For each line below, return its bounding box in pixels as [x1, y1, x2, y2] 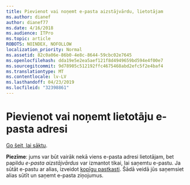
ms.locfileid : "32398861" [6, 85, 69, 91]
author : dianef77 [6, 19, 49, 25]
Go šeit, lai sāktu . [6, 142, 48, 149]
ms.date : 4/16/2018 [6, 25, 54, 31]
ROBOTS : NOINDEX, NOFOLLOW [6, 42, 72, 47]
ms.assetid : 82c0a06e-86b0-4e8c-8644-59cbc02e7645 [6, 52, 132, 58]
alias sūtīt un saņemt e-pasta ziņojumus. [6, 172, 104, 179]
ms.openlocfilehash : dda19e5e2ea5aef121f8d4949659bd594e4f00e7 [6, 57, 164, 63]
